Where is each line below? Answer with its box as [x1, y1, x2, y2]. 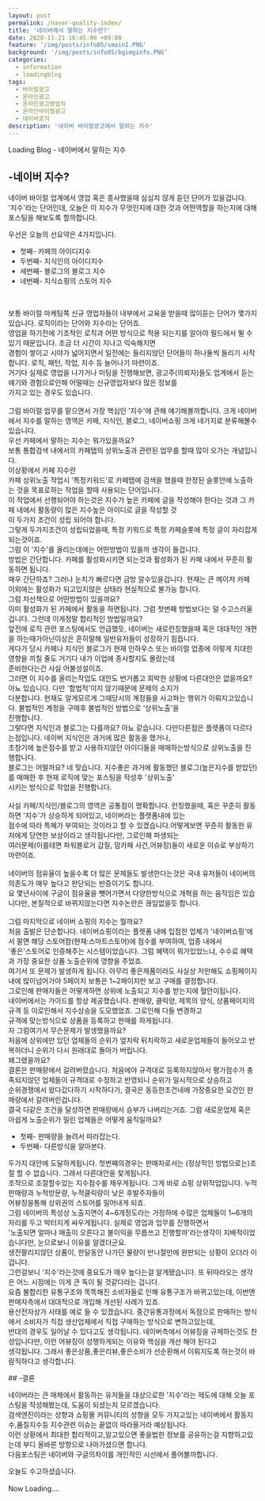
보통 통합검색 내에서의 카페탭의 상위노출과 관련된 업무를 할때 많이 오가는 [8, 445, 230, 455]
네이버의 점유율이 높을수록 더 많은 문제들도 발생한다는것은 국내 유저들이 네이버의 [8, 869, 256, 878]
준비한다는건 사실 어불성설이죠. [8, 663, 104, 673]
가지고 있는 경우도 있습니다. [8, 388, 93, 397]
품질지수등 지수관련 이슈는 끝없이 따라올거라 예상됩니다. [16, 1419, 188, 1429]
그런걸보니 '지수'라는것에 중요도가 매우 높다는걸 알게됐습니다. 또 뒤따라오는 [8, 1267, 239, 1277]
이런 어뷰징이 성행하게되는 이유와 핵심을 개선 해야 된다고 [44, 1336, 218, 1346]
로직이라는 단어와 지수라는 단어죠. [37, 318, 142, 327]
